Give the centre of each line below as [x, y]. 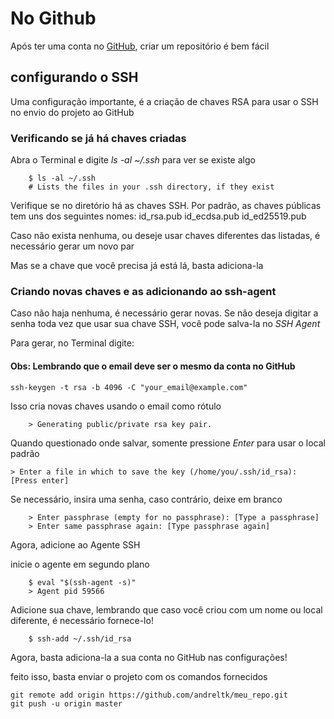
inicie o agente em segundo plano [80, 564]
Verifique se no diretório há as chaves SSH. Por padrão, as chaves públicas [166, 206]
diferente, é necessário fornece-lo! [82, 620]
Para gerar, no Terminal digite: [72, 343]
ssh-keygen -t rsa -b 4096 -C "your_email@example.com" [129, 387]
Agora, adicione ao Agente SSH [75, 544]
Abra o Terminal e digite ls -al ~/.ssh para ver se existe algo [133, 160]
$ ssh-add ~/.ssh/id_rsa [80, 638]
